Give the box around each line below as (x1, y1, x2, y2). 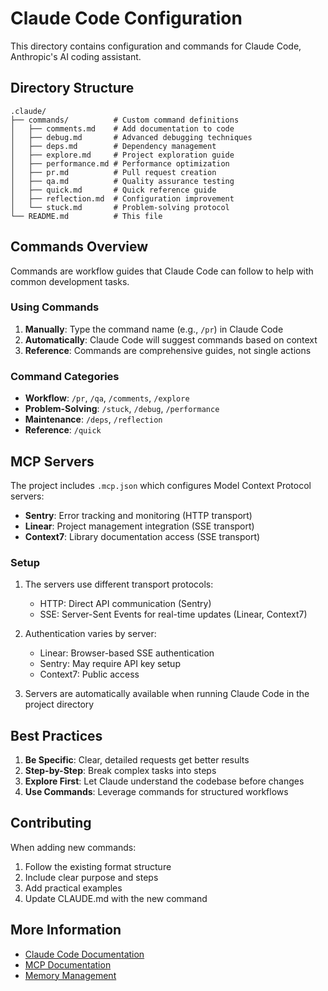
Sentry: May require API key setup (39, 658, 181, 670)
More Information (10, 922, 122, 939)
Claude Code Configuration (10, 7, 243, 30)
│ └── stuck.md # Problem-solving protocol (10, 202, 230, 212)
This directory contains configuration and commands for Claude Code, (10, 40, 302, 52)
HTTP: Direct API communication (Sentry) (39, 598, 212, 610)
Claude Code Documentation (24, 948, 145, 960)
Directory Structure (10, 80, 135, 97)
